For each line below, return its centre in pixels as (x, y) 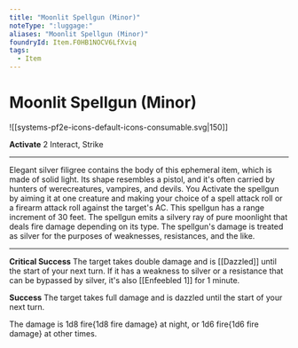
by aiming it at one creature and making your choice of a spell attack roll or (146, 198)
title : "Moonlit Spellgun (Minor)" (75, 17)
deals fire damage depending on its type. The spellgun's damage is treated (146, 226)
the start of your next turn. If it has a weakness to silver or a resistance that (146, 271)
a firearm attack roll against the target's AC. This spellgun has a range (137, 207)
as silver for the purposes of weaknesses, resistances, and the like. (132, 235)
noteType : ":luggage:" (51, 26)
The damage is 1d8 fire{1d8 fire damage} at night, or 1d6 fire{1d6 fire (134, 324)
